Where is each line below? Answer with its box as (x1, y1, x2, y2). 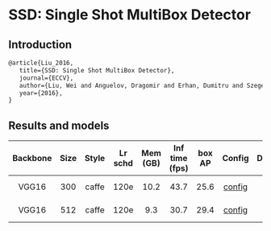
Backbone (12, 153, 52, 164)
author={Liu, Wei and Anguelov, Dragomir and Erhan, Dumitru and (19, 81, 244, 89)
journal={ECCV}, (19, 74, 74, 82)
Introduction (8, 38, 73, 52)
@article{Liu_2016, (8, 59, 74, 67)
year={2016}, (19, 89, 63, 97)
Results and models (8, 118, 110, 132)
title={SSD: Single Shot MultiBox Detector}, (19, 66, 175, 74)
